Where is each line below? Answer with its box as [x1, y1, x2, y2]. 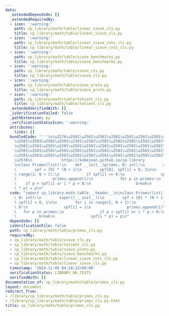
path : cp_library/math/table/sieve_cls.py [14, 69, 105, 74]
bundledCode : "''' [10, 134, 49, 139]
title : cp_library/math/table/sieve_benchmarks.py [14, 59, 123, 64]
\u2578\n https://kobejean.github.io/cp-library [14, 157, 145, 163]
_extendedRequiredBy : [10, 17, 55, 22]
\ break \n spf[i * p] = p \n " [14, 214, 129, 219]
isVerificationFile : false [10, 223, 66, 229]
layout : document [5, 284, 42, 289]
